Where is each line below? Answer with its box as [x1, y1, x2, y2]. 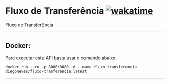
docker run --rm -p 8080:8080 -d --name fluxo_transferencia [5, 64, 137, 69]
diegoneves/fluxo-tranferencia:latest [5, 69, 87, 74]
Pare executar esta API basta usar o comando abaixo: [5, 55, 117, 61]
